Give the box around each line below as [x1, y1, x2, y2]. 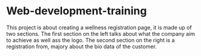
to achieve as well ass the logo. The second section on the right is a [6, 36, 175, 43]
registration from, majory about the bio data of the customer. [6, 43, 157, 50]
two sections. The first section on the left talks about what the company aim [6, 30, 195, 37]
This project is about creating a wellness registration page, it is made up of [6, 24, 192, 31]
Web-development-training [6, 4, 147, 18]
